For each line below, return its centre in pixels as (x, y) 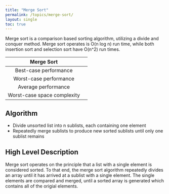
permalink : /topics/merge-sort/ (39, 15)
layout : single (21, 19)
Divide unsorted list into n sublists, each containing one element (79, 125)
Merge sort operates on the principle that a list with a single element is (79, 164)
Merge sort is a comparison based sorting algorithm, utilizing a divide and (82, 39)
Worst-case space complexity (44, 95)
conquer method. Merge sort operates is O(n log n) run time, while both (80, 44)
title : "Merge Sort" (27, 10)
